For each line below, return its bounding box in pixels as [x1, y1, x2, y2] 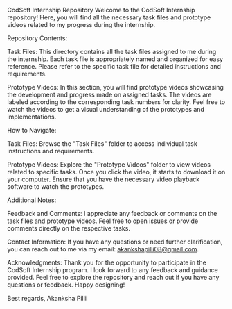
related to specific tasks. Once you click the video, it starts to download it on [7, 168, 226, 176]
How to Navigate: [7, 126, 57, 134]
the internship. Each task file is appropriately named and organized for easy [7, 55, 224, 63]
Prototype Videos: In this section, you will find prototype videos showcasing [7, 83, 224, 91]
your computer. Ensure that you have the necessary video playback [7, 175, 200, 183]
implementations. [7, 112, 57, 121]
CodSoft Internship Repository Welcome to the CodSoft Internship [7, 6, 195, 14]
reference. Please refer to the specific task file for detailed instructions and [7, 62, 222, 70]
